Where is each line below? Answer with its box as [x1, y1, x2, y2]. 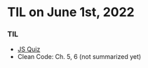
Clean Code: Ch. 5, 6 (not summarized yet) [17, 53, 142, 61]
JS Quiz [17, 45, 41, 53]
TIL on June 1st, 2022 [7, 4, 135, 20]
